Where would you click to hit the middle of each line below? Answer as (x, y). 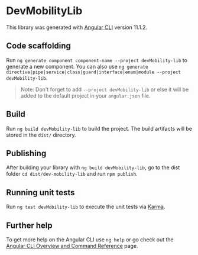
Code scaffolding (38, 46)
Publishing (26, 153)
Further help (30, 225)
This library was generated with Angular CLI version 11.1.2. (77, 27)
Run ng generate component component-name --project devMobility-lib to (97, 60)
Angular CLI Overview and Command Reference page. (72, 246)
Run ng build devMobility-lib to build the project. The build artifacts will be (99, 128)
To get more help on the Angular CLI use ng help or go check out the (90, 240)
